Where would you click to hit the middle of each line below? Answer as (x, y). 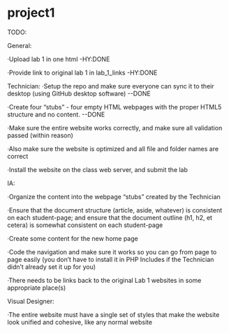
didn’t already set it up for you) (52, 267)
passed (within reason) (40, 135)
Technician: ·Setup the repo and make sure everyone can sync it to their (111, 86)
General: (20, 45)
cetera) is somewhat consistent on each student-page (85, 225)
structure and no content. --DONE (56, 114)
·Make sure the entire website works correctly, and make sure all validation (115, 127)
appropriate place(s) (37, 288)
